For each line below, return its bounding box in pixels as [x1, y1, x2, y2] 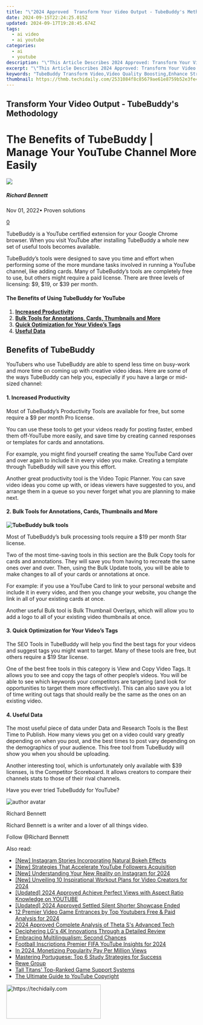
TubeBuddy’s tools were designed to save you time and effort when [6, 255, 174, 262]
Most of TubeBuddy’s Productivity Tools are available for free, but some [6, 407, 185, 414]
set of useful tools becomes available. [6, 243, 101, 251]
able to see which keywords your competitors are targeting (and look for [6, 678, 186, 686]
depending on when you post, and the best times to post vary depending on [6, 738, 196, 745]
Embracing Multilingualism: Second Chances [14, 934, 127, 941]
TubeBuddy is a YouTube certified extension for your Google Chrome [6, 231, 178, 238]
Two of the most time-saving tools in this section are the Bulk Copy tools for [6, 551, 195, 558]
